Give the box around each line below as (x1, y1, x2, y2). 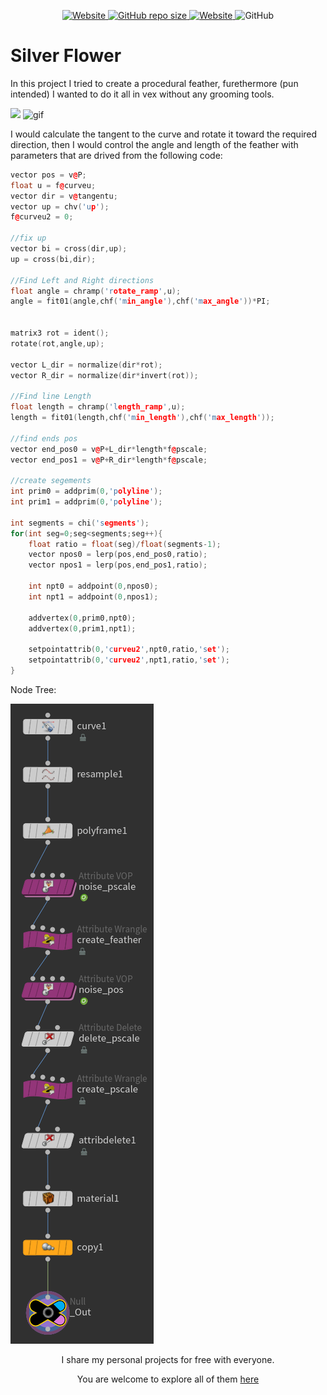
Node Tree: (10, 683, 57, 695)
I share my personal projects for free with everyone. (61, 1353, 275, 1365)
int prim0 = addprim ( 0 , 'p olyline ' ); (10, 486, 163, 497)
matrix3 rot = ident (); (10, 328, 110, 339)
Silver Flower (10, 45, 122, 67)
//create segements (10, 476, 92, 486)
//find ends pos (10, 433, 78, 444)
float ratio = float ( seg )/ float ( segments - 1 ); (28, 539, 222, 549)
